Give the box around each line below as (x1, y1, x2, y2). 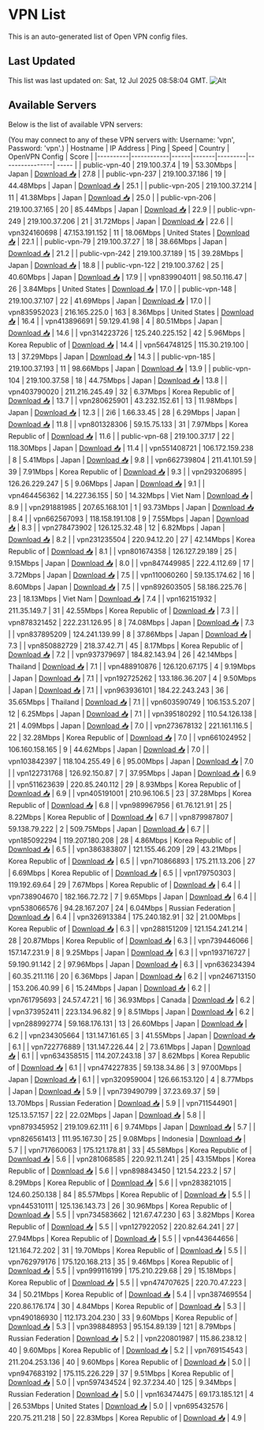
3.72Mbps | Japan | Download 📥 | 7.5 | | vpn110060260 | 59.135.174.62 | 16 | (8, 570, 255, 579)
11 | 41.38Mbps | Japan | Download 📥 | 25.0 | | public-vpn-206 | (8, 192, 217, 202)
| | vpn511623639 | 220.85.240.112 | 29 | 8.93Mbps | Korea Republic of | (8, 779, 241, 789)
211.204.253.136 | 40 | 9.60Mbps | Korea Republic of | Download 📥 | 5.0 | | (8, 1357, 251, 1367)
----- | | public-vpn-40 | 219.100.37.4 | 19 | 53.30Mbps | (56, 160, 237, 169)
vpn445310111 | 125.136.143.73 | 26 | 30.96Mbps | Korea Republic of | (8, 1201, 232, 1210)
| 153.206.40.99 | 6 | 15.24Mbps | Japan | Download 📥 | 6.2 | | (8, 983, 211, 993)
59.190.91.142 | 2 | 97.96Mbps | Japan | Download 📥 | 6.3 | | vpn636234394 (8, 959, 256, 969)
